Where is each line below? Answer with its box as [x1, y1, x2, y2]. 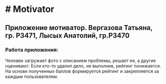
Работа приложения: [5, 46, 59, 53]
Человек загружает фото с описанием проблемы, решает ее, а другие [5, 57, 156, 63]
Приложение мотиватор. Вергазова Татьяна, [5, 23, 153, 32]
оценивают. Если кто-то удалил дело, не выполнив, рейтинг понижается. [5, 62, 161, 68]
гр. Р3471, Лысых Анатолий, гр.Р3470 [5, 31, 130, 39]
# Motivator [5, 3, 55, 15]
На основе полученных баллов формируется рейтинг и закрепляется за [5, 68, 159, 74]
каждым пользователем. [5, 73, 58, 79]
